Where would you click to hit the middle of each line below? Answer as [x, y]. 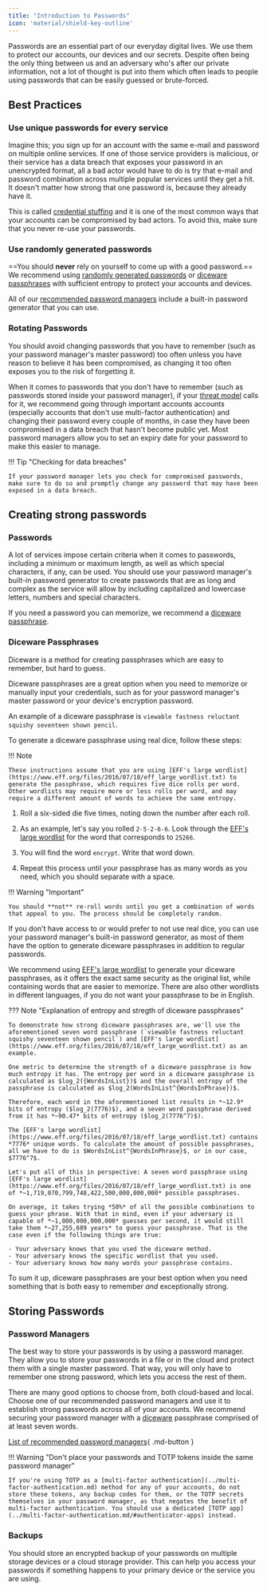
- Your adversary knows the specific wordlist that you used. [114, 1256]
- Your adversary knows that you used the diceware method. [110, 1249]
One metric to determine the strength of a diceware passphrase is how [130, 1067]
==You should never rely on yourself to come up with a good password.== [131, 267]
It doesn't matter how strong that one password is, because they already [128, 188]
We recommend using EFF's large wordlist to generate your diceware [122, 969]
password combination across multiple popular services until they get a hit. [132, 179]
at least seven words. [43, 1426]
